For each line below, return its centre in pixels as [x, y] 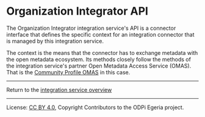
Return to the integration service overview [59, 90]
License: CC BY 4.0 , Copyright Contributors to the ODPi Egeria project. [95, 107]
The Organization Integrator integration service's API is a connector [91, 28]
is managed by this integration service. [55, 41]
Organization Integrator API [77, 11]
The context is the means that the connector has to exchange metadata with [102, 52]
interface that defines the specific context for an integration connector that [100, 34]
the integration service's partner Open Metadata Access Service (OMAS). [99, 66]
